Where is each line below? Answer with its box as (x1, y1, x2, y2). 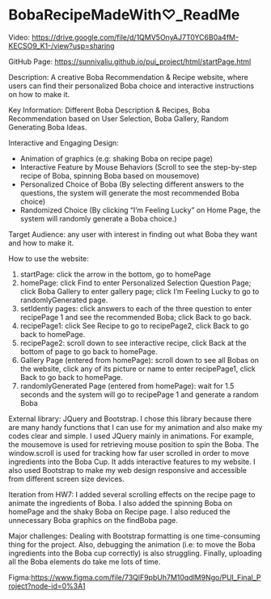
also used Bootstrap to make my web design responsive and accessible (8, 465, 247, 475)
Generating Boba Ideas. (8, 122, 87, 132)
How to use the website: (8, 253, 89, 264)
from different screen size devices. (8, 474, 125, 483)
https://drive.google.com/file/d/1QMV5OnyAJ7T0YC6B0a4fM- (32, 32, 239, 42)
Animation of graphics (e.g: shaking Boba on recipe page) (19, 154, 213, 163)
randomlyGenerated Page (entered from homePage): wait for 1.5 (19, 381, 235, 390)
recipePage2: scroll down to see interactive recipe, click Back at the (19, 338, 247, 348)
